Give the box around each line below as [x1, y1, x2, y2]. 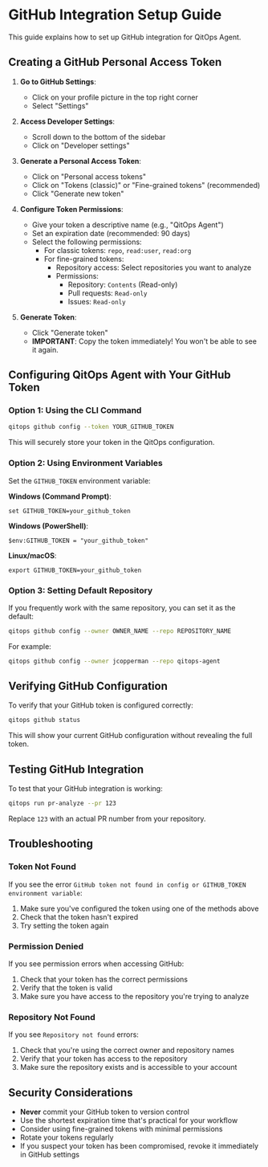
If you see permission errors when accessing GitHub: [8, 959, 185, 969]
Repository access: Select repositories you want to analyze [55, 263, 252, 272]
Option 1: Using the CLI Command [8, 405, 142, 416]
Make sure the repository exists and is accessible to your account [19, 1063, 238, 1072]
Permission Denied [8, 941, 84, 952]
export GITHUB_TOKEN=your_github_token [8, 566, 142, 574]
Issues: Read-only [67, 296, 126, 306]
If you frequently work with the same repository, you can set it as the [8, 602, 236, 612]
